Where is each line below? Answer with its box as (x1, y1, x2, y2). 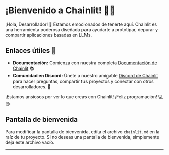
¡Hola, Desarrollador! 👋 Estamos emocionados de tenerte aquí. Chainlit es (5, 21, 157, 27)
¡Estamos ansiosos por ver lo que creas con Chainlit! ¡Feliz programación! (5, 93, 157, 100)
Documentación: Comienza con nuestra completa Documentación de (12, 60, 157, 66)
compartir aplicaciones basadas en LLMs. (5, 32, 92, 38)
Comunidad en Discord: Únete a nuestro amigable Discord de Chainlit (12, 72, 158, 79)
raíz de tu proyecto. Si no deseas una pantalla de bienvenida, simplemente (5, 134, 159, 140)
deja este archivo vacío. (5, 139, 54, 145)
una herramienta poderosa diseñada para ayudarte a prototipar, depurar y (5, 26, 158, 32)
